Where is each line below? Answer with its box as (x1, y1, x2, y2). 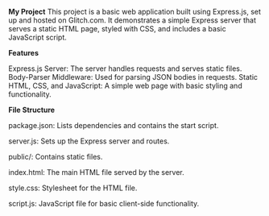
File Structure (8, 105, 55, 114)
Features (8, 48, 39, 57)
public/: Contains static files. (8, 152, 103, 161)
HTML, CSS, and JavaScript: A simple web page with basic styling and (8, 81, 243, 90)
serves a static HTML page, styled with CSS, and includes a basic (8, 24, 227, 33)
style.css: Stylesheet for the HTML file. (8, 183, 138, 193)
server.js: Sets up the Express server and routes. (8, 136, 170, 146)
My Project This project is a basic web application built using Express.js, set (8, 7, 262, 16)
